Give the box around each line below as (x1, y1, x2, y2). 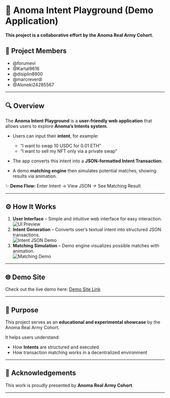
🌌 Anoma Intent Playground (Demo (5, 5, 153, 16)
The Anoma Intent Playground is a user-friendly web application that (5, 117, 152, 123)
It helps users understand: (5, 334, 60, 340)
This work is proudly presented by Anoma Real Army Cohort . (5, 382, 134, 388)
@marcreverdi (12, 76, 42, 82)
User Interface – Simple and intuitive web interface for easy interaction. (12, 216, 162, 222)
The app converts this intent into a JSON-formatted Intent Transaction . (12, 158, 163, 164)
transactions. (12, 232, 40, 238)
